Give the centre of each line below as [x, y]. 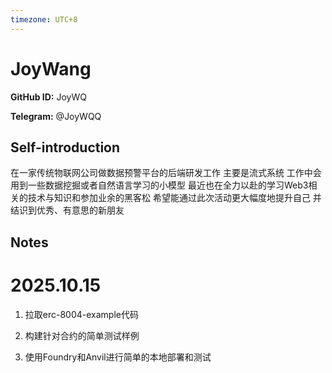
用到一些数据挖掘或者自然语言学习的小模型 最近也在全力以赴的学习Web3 [159, 185]
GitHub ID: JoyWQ [48, 97]
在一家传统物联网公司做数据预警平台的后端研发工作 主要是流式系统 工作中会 [166, 173]
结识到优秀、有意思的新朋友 [67, 210]
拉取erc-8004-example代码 [81, 314]
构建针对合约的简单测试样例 [82, 335]
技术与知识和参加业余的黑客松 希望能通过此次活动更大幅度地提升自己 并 [174, 198]
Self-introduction [65, 147]
